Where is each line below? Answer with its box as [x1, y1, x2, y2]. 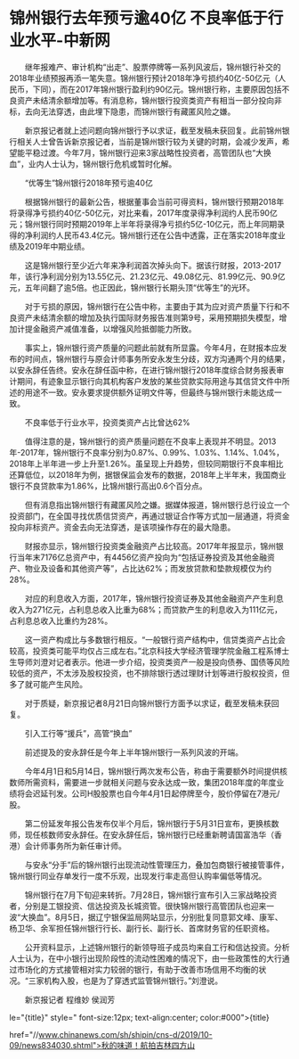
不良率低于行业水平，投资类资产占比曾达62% [24, 416, 190, 428]
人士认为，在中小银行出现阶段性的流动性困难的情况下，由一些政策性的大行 [9, 953, 282, 964]
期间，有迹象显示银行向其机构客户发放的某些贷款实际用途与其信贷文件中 [16, 375, 282, 386]
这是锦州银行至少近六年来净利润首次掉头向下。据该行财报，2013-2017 [24, 259, 282, 270]
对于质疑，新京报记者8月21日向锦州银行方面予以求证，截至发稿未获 [24, 697, 271, 709]
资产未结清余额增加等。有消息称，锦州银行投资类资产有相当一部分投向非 [16, 94, 282, 105]
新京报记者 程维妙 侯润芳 [24, 994, 116, 1005]
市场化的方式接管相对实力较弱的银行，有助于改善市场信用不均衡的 [16, 964, 259, 974]
